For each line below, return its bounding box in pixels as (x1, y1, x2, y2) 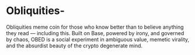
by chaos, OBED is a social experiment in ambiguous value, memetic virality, (6, 36, 190, 43)
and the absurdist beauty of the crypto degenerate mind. (6, 42, 143, 49)
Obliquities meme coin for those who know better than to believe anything (6, 23, 184, 30)
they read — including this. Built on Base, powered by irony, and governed (6, 29, 184, 36)
